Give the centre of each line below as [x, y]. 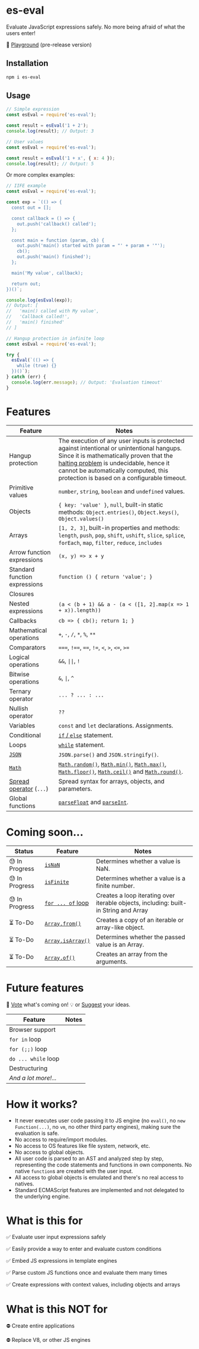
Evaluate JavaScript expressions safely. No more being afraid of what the [96, 27]
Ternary [20, 691]
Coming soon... [45, 832]
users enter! [21, 33]
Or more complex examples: [41, 175]
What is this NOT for [57, 1309]
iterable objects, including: [133, 903]
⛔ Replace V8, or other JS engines [48, 1340]
